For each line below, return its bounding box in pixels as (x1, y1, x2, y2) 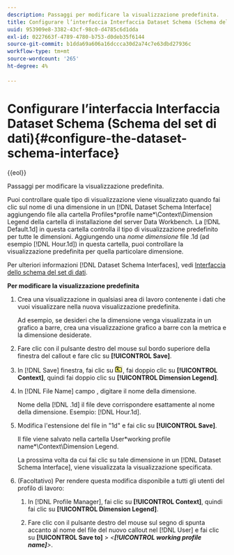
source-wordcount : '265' (7, 56, 79, 63)
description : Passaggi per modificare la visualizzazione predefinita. (7, 11, 219, 18)
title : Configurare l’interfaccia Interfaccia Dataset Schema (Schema (7, 18, 217, 26)
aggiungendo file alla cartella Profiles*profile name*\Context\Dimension (7, 210, 213, 219)
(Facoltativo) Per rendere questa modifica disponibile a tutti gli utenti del (17, 476, 225, 485)
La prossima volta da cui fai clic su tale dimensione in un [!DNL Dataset (17, 455, 221, 464)
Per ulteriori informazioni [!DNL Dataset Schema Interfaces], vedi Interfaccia (7, 260, 226, 269)
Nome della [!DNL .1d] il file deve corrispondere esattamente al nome (17, 400, 215, 409)
